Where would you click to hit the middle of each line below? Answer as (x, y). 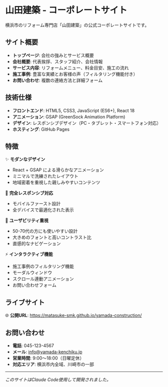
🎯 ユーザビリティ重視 (27, 221)
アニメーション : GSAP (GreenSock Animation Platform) (69, 117)
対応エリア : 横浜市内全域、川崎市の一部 (53, 364)
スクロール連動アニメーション (43, 279)
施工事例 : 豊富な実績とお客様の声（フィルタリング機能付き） (75, 74)
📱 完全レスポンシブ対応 (29, 193)
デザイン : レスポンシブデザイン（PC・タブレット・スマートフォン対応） (87, 123)
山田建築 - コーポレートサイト (66, 10)
